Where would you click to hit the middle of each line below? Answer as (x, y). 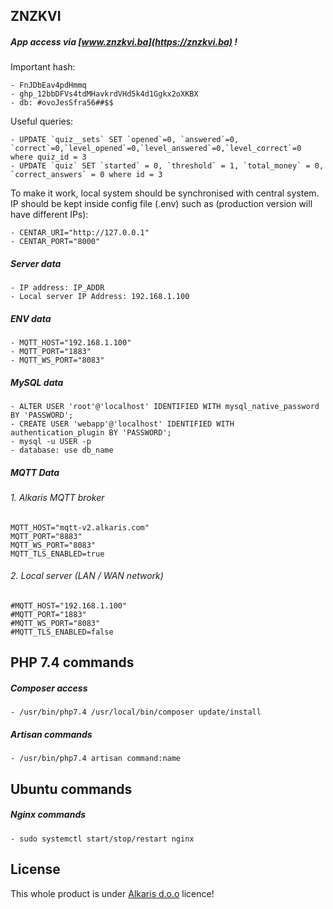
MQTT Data (35, 472)
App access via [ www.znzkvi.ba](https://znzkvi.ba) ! (124, 41)
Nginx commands (48, 815)
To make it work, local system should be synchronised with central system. (165, 193)
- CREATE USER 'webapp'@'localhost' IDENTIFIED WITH (122, 424)
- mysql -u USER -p (51, 442)
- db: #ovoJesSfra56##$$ (62, 103)
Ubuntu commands (71, 789)
